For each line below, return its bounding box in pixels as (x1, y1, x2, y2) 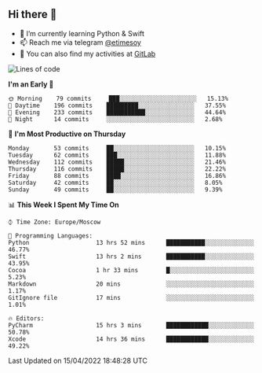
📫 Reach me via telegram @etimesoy (19, 37, 141, 47)
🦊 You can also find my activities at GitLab (19, 49, 156, 58)
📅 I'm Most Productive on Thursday (8, 129, 126, 138)
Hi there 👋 (8, 8, 57, 21)
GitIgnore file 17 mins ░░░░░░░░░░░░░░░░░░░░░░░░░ (8, 294, 255, 301)
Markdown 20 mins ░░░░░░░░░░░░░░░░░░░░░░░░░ (8, 280, 255, 288)
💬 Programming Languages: (8, 231, 93, 240)
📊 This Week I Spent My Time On (8, 200, 119, 209)
